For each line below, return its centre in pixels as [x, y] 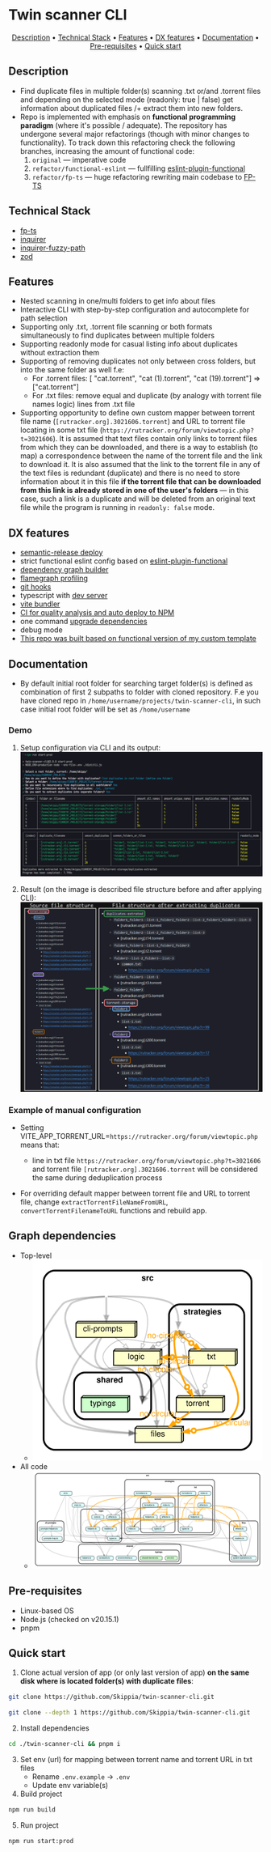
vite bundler [40, 604]
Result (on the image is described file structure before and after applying [141, 890]
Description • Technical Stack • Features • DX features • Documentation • [135, 37]
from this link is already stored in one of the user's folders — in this [134, 491]
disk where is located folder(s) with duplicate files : [106, 1681]
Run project [39, 1825]
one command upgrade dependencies [83, 622]
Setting [32, 1128]
